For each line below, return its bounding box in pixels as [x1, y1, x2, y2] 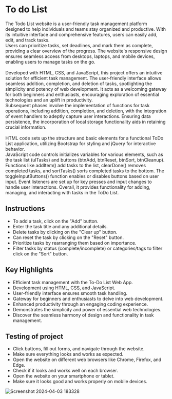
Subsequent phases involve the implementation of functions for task [5, 102, 150, 108]
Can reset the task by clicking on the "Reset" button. [12, 234, 124, 241]
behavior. [5, 146, 25, 152]
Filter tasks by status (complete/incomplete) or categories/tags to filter [12, 245, 163, 251]
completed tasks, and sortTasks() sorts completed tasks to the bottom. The [5, 168, 165, 174]
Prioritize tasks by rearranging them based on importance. [12, 240, 137, 246]
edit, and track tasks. [5, 37, 50, 43]
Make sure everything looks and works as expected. [12, 351, 124, 357]
